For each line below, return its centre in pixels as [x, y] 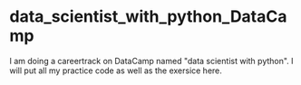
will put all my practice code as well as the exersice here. [116, 71]
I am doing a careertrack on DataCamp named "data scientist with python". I [151, 61]
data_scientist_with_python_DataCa [148, 17]
